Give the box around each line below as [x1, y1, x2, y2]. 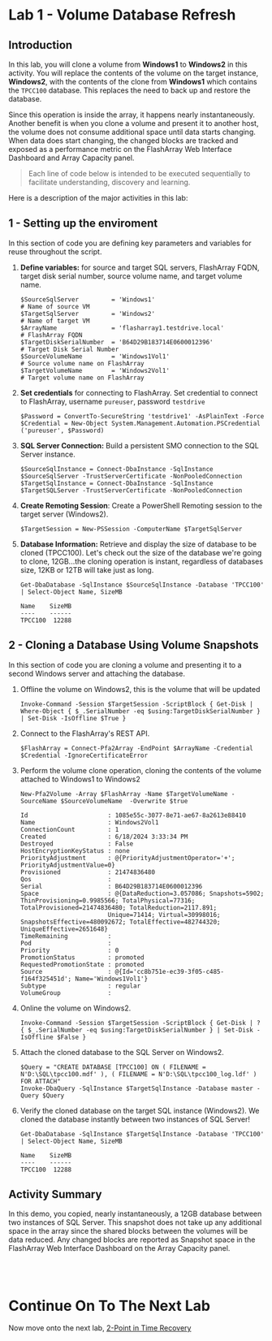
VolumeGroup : [19, 988, 112, 997]
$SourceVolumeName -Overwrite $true [60, 797, 188, 805]
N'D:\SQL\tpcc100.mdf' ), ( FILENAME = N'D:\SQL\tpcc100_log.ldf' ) [19, 1070, 257, 1078]
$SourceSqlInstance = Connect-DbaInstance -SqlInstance [19, 465, 214, 473]
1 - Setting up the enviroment [8, 217, 158, 231]
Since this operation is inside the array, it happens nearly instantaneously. [8, 110, 256, 119]
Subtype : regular [19, 981, 141, 990]
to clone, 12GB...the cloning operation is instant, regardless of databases [19, 556, 264, 566]
